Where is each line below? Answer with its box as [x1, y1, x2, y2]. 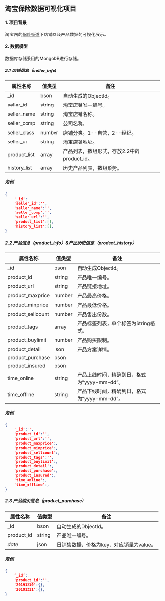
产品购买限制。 [77, 337, 112, 344]
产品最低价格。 [77, 301, 112, 308]
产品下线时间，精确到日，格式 [77, 388, 146, 394]
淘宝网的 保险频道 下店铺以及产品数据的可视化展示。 [5, 31, 109, 37]
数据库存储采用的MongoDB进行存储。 [5, 55, 82, 61]
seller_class [7, 129, 35, 136]
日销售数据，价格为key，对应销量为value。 [56, 541, 156, 548]
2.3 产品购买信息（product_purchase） [5, 498, 86, 504]
